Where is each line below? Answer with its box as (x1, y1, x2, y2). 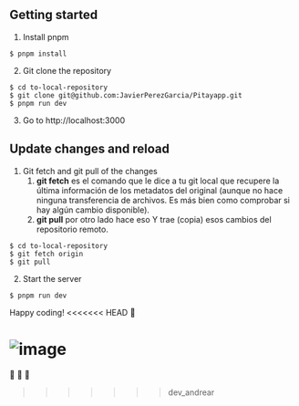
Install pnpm (22, 31, 70, 42)
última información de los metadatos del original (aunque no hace (36, 184, 284, 195)
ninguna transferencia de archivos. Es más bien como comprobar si (36, 194, 290, 205)
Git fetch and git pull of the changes (22, 165, 158, 176)
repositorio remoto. (36, 224, 109, 234)
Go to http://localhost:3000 (22, 114, 126, 126)
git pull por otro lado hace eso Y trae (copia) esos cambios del (36, 213, 272, 224)
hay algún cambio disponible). (36, 204, 150, 215)
